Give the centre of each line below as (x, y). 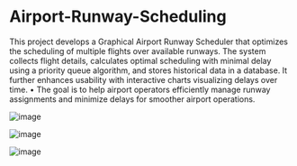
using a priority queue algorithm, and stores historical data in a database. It (148, 70)
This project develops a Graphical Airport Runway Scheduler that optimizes (148, 41)
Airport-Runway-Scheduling (118, 17)
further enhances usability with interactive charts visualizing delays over (144, 79)
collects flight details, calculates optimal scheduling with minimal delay (140, 60)
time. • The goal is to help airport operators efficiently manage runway (140, 89)
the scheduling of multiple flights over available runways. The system (138, 51)
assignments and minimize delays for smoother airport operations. (132, 99)
